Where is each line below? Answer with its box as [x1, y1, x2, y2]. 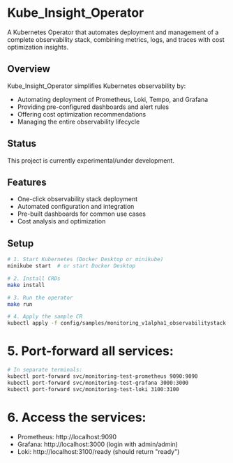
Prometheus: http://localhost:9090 [17, 432, 117, 441]
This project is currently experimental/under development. [7, 156, 174, 165]
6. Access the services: [7, 409, 146, 425]
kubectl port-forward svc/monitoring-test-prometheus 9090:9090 [7, 373, 198, 380]
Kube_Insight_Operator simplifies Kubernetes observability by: [7, 82, 186, 90]
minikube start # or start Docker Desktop [7, 263, 136, 270]
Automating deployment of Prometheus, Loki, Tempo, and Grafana [17, 95, 209, 103]
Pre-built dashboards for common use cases [17, 210, 146, 218]
